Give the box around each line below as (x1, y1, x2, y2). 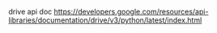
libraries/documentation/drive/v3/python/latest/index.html (8, 15, 202, 25)
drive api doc (8, 7, 53, 16)
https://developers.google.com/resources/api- (53, 7, 209, 16)
